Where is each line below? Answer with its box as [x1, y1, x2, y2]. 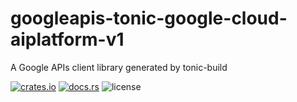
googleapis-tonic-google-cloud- [10, 7, 288, 30]
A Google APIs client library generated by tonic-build [10, 61, 228, 73]
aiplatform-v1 [10, 28, 125, 51]
